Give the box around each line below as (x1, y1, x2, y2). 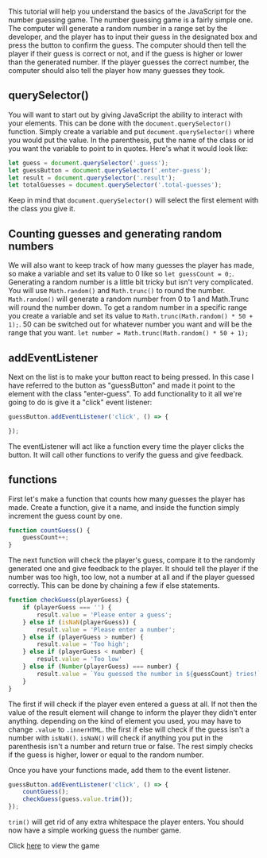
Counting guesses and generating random (8, 226, 222, 241)
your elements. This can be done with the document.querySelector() (8, 118, 232, 128)
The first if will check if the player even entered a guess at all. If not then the (8, 699, 257, 709)
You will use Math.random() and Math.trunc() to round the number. (8, 286, 226, 296)
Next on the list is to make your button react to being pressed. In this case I (8, 372, 254, 381)
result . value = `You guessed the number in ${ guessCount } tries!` (37, 670, 261, 678)
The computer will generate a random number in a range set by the (8, 24, 228, 33)
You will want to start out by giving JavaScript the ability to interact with (8, 110, 243, 119)
